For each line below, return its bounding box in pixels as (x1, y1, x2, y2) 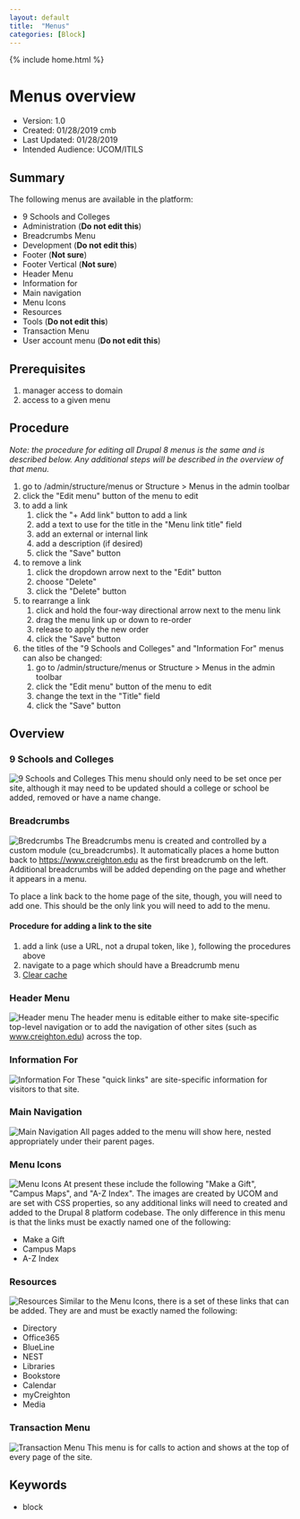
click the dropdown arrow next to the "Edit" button (35, 566, 222, 577)
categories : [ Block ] (9, 30, 87, 39)
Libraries (21, 1361, 56, 1372)
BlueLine (21, 1342, 56, 1353)
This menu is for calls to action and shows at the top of (86, 1442, 289, 1453)
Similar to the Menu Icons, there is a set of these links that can (59, 1296, 289, 1306)
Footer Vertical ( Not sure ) (21, 259, 118, 270)
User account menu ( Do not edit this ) (21, 336, 161, 346)
